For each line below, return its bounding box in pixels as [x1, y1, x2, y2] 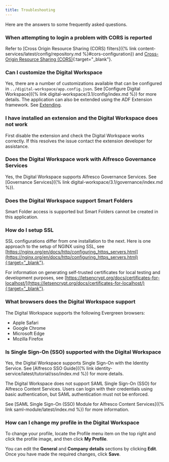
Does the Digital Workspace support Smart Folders [5, 197, 133, 204]
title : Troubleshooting [5, 7, 56, 13]
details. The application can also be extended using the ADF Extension [5, 97, 153, 103]
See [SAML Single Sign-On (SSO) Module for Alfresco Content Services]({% [5, 401, 164, 407]
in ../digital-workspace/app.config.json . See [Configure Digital [5, 86, 141, 92]
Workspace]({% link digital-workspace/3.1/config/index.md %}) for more [5, 91, 157, 97]
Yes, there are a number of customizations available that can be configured [5, 81, 162, 87]
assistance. [5, 143, 29, 149]
